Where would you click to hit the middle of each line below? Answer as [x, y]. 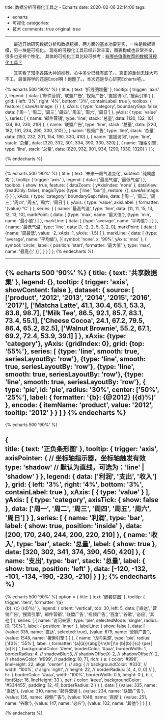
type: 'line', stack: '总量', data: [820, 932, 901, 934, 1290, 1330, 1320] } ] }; [80, 149]
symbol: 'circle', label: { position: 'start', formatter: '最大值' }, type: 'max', [78, 245]
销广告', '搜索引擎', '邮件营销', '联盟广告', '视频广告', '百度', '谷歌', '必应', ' [78, 614]
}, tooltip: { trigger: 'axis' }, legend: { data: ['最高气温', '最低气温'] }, [79, 180]
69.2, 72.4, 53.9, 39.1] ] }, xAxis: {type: [66, 336]
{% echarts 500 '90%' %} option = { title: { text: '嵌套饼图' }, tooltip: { [75, 597]
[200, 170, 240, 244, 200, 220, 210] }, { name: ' [78, 535]
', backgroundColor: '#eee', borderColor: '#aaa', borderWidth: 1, [83, 648]
